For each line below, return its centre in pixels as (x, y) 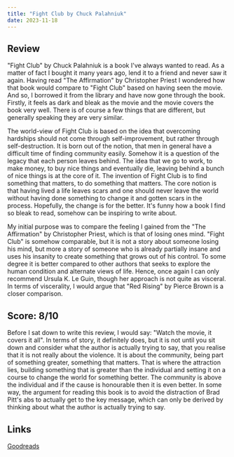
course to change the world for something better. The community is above (115, 377)
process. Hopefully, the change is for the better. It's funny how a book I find (116, 206)
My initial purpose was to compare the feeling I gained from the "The (107, 227)
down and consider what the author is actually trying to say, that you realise (117, 348)
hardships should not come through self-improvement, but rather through (113, 139)
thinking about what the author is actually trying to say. (87, 407)
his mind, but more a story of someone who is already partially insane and (114, 249)
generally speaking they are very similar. (66, 118)
